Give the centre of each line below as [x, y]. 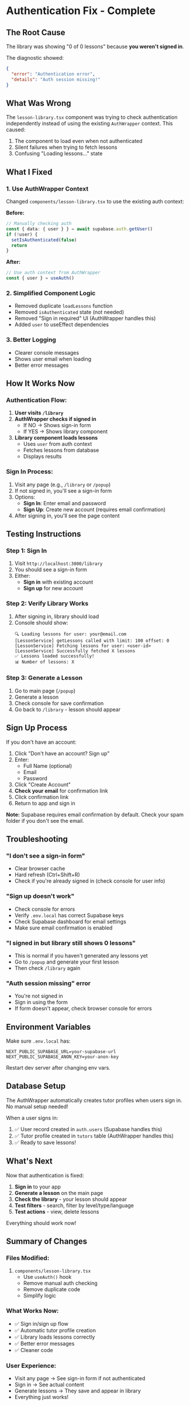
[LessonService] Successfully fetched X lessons [75, 651]
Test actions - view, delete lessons [57, 1211]
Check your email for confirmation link [61, 791]
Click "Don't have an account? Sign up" [62, 753]
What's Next [29, 1161]
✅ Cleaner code [34, 1350]
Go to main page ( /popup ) [45, 690]
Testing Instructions [44, 534]
